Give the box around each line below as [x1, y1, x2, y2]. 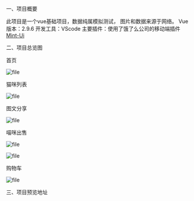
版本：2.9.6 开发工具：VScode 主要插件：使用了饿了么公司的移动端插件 [6, 25, 180, 32]
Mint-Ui [6, 32, 25, 39]
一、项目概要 [6, 5, 37, 12]
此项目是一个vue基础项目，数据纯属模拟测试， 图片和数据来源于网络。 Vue [6, 18, 189, 25]
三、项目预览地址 [6, 189, 48, 196]
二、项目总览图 [6, 44, 43, 51]
